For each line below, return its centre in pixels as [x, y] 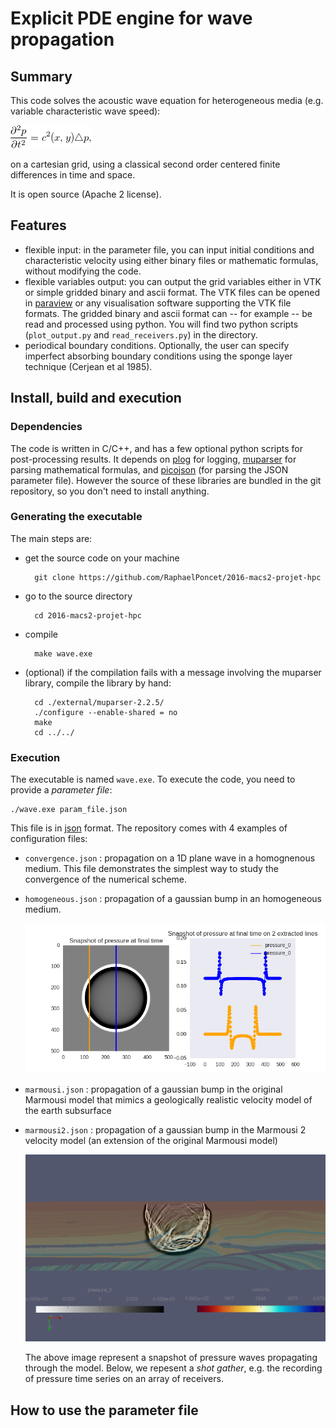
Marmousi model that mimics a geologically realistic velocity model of [168, 1100]
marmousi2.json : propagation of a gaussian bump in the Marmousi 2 [165, 1130]
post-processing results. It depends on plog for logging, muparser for [153, 459]
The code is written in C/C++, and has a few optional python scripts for [157, 448]
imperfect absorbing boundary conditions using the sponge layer [158, 356]
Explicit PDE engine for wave [131, 18]
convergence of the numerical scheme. [106, 879]
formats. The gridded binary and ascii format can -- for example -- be [168, 313]
